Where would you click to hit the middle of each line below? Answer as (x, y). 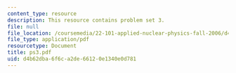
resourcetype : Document (42, 46)
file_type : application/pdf (48, 40)
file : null (23, 26)
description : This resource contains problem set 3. (86, 20)
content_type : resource (42, 14)
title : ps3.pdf (29, 53)
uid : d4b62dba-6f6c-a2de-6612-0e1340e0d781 (72, 59)
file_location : (29, 33)
